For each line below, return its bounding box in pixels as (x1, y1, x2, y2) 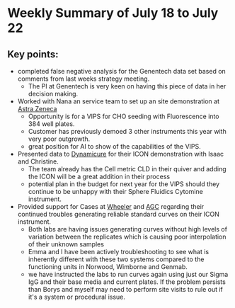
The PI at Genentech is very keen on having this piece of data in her (28, 82, 227, 90)
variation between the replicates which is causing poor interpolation (28, 232, 227, 241)
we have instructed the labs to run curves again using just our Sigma (28, 270, 229, 278)
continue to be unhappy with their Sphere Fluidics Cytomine (28, 188, 203, 195)
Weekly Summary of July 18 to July (7, 5, 219, 21)
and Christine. (17, 157, 59, 166)
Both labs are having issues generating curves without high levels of (28, 225, 228, 233)
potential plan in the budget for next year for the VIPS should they (28, 180, 220, 188)
